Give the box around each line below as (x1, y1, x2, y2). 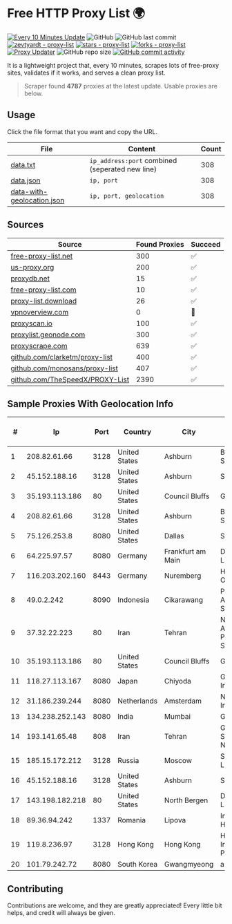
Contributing (7, 883, 64, 895)
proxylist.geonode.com (10, 330, 86, 339)
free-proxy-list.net (10, 251, 73, 261)
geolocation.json (10, 195, 65, 205)
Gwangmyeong (164, 860, 214, 869)
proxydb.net (10, 274, 50, 283)
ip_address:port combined (89, 155, 177, 165)
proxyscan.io (10, 319, 53, 328)
